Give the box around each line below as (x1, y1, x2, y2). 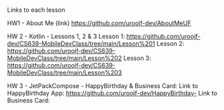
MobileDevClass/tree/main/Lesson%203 (7, 68, 122, 77)
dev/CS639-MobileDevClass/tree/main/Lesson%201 (7, 40, 156, 47)
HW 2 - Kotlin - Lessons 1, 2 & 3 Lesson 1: (7, 32, 125, 40)
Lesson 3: (123, 54, 151, 62)
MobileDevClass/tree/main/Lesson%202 (7, 54, 122, 62)
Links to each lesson (7, 6, 65, 14)
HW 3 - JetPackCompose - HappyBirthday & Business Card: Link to (7, 82, 199, 90)
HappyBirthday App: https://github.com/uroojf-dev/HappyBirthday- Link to (7, 89, 218, 97)
